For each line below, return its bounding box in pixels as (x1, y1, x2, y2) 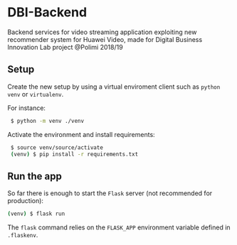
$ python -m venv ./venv (10, 117, 84, 124)
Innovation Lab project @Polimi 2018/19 (7, 43, 123, 51)
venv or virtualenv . (7, 89, 64, 98)
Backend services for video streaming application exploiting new (7, 28, 197, 36)
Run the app (7, 170, 62, 182)
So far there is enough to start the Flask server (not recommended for (7, 189, 213, 197)
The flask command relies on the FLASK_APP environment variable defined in (7, 223, 231, 232)
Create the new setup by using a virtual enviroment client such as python (7, 82, 221, 91)
